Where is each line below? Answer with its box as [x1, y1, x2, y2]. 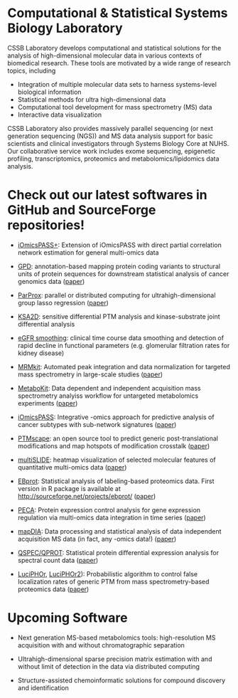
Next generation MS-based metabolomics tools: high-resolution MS [17, 633, 216, 642]
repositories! [7, 217, 85, 233]
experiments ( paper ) [17, 398, 78, 407]
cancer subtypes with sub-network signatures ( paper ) [17, 420, 177, 428]
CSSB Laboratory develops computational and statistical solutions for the [7, 43, 222, 52]
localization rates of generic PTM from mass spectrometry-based [17, 577, 210, 586]
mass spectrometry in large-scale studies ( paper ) [17, 370, 163, 379]
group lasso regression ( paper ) [17, 298, 109, 307]
